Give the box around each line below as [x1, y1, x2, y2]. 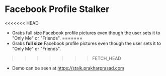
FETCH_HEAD [92, 55, 121, 61]
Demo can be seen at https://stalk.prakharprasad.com [12, 65, 124, 71]
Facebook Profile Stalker [5, 3, 110, 15]
